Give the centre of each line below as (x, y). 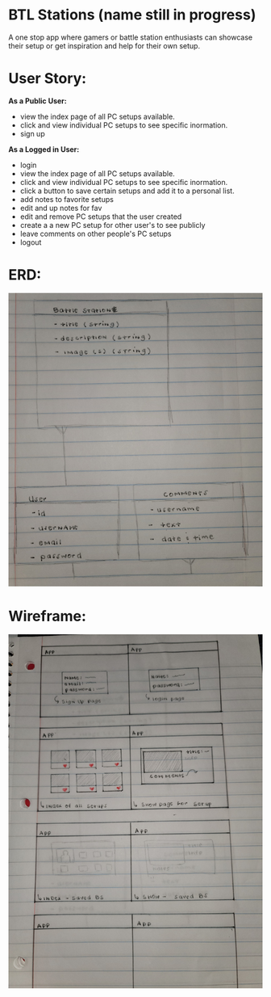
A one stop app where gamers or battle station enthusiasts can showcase (130, 37)
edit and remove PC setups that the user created (101, 217)
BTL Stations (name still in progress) (132, 15)
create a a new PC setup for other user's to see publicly (113, 225)
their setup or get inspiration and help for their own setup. (104, 45)
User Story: (48, 79)
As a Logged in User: (44, 149)
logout (31, 242)
